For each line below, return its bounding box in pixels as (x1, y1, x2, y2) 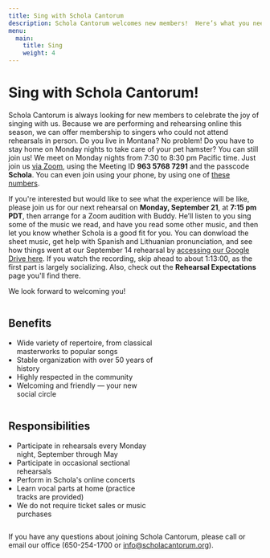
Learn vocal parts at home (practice (16, 483, 136, 493)
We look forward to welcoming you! (8, 286, 126, 295)
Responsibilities (8, 419, 91, 434)
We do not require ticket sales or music (16, 500, 146, 510)
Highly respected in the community (16, 372, 133, 381)
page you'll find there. (8, 271, 82, 280)
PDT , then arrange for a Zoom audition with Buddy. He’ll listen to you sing (8, 210, 252, 221)
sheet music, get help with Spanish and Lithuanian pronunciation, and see (8, 236, 253, 246)
